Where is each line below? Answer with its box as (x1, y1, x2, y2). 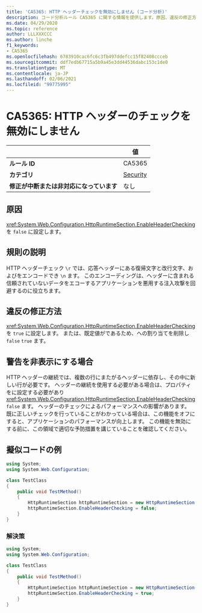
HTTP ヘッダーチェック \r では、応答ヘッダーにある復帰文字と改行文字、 (6, 264, 188, 272)
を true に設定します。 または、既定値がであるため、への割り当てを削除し (6, 329, 189, 337)
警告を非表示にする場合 (6, 356, 94, 367)
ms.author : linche (6, 37, 52, 43)
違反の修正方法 (6, 306, 62, 316)
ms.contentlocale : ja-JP (6, 70, 69, 76)
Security (123, 170, 147, 178)
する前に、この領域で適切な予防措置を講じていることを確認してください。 (6, 425, 191, 432)
